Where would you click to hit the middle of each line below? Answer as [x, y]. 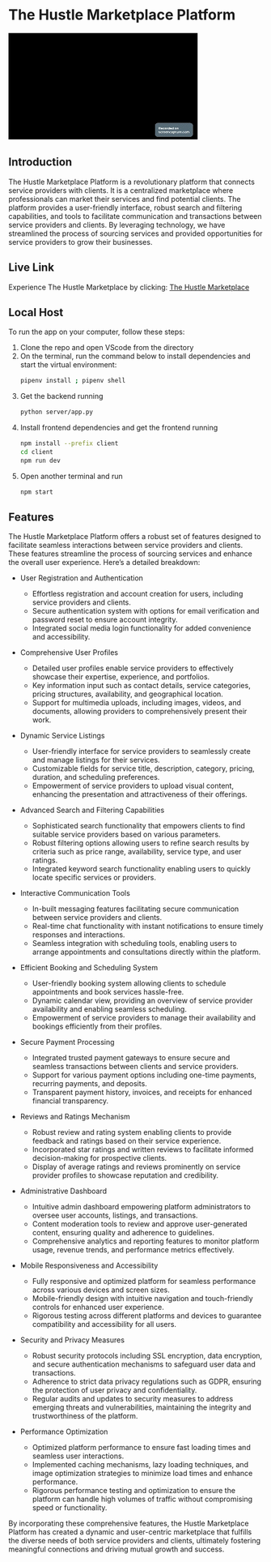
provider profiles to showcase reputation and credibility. [125, 1175]
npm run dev [40, 460]
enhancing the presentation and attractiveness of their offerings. [140, 794]
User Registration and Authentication [82, 578]
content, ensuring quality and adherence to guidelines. [123, 1233]
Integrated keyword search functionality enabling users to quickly [141, 869]
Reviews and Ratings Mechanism [75, 1117]
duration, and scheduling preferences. [96, 777]
